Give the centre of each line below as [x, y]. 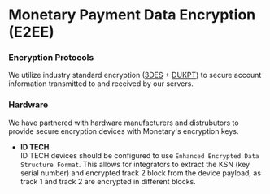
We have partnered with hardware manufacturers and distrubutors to [124, 123]
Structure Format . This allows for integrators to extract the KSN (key [135, 164]
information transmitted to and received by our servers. [101, 84]
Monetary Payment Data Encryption [132, 15]
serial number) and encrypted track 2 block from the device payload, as [141, 173]
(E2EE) [31, 32]
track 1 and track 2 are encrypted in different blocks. [108, 181]
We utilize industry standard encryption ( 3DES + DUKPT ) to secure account [135, 75]
